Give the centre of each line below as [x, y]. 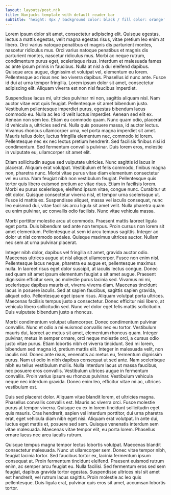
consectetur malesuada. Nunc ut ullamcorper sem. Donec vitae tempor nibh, [86, 450]
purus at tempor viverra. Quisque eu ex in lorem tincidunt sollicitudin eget [82, 408]
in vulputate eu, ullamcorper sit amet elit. [48, 152]
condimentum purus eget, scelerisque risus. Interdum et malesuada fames [83, 61]
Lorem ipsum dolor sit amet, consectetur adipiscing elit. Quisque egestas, [83, 34]
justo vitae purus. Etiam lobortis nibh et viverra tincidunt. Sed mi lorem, [80, 344]
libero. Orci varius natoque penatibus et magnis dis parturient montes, [79, 45]
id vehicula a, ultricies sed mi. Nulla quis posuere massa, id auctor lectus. [82, 125]
